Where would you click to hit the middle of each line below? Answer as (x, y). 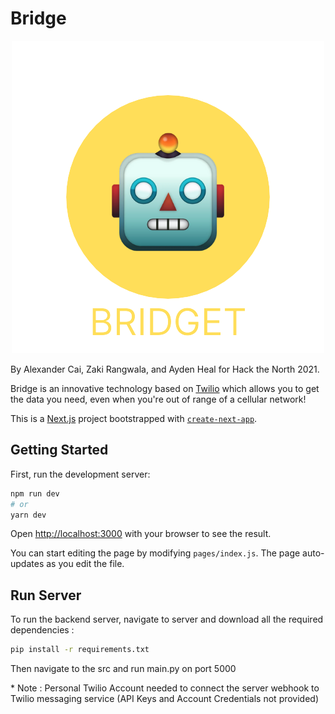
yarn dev (28, 515)
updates (27, 564)
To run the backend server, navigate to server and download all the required (167, 619)
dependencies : (42, 630)
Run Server (46, 595)
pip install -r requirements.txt (80, 650)
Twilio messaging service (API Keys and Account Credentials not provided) (165, 699)
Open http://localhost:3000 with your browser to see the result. (141, 534)
